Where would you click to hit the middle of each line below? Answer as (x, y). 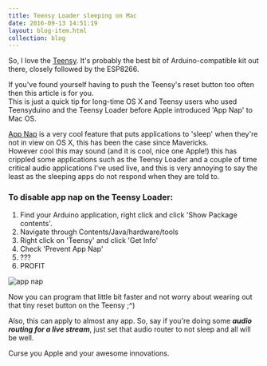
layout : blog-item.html (48, 30)
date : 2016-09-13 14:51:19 (53, 23)
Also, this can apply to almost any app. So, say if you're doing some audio (130, 320)
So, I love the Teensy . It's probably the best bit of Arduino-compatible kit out (133, 61)
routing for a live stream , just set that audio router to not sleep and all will (130, 329)
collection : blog (37, 38)
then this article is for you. (51, 93)
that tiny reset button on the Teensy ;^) (72, 305)
